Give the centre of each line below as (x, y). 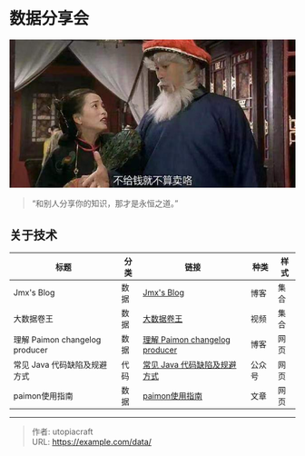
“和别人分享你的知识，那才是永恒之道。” (105, 203)
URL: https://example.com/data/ (92, 442)
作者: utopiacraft (62, 431)
